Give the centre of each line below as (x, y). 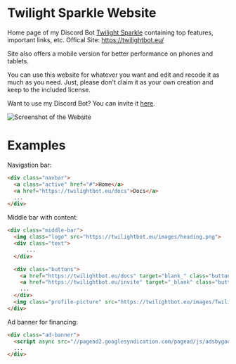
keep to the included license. (49, 89)
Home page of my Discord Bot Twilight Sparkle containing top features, (110, 32)
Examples (37, 145)
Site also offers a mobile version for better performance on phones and (110, 54)
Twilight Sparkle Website (82, 13)
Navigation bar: (29, 165)
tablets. (18, 61)
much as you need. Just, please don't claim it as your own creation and (110, 82)
